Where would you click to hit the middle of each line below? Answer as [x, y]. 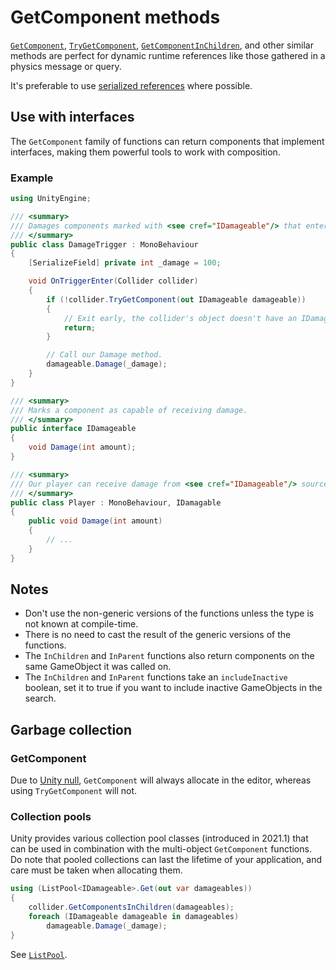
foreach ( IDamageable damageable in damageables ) [134, 917]
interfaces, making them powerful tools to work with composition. [145, 152]
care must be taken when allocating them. [96, 870]
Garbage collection [71, 729]
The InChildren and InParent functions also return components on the [169, 656]
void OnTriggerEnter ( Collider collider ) [113, 281]
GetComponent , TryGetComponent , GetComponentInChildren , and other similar [162, 45]
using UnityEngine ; [51, 199]
